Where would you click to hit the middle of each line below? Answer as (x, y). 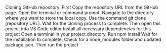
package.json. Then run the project (42, 45)
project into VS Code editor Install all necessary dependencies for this (78, 29)
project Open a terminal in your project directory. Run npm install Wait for (81, 34)
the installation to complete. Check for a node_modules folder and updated (83, 39)
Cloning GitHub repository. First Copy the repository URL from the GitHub (82, 7)
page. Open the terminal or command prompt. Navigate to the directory (80, 13)
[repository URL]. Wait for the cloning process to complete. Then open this (83, 23)
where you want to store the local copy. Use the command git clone (76, 18)
